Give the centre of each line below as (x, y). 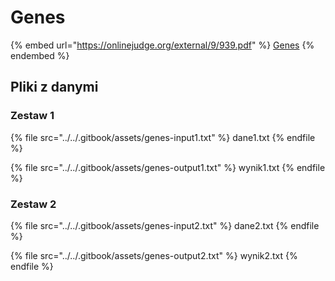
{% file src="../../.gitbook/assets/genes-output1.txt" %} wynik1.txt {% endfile (168, 167)
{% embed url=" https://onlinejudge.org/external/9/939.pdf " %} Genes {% (162, 45)
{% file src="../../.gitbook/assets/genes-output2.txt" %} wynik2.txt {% (154, 255)
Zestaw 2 (33, 204)
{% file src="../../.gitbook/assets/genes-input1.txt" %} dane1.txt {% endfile (163, 137)
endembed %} (40, 55)
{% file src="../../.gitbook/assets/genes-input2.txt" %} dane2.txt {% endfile (165, 225)
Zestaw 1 (32, 116)
